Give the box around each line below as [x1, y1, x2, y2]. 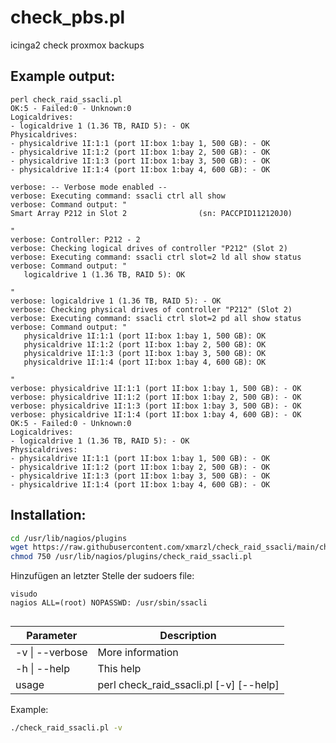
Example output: [10, 68, 116, 85]
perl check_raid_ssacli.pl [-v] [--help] [97, 677, 280, 691]
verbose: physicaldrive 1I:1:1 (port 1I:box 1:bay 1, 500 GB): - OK [10, 383, 302, 393]
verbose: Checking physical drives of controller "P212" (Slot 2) [10, 304, 293, 315]
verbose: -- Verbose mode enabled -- [10, 182, 168, 192]
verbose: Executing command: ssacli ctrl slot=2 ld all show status [10, 252, 302, 262]
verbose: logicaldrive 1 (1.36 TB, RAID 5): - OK [10, 296, 222, 306]
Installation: [10, 507, 87, 524]
